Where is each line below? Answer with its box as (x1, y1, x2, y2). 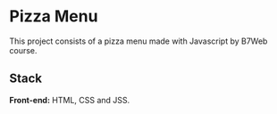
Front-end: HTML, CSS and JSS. (9, 94, 130, 105)
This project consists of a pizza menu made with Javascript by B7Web (9, 36, 268, 46)
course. (9, 45, 38, 55)
